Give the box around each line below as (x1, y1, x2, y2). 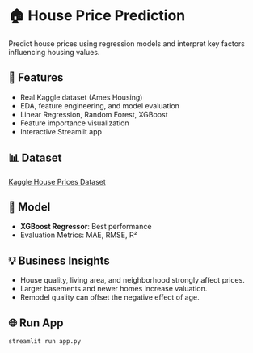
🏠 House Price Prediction (8, 6, 186, 25)
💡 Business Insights (8, 253, 111, 267)
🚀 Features (8, 70, 64, 85)
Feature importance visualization (19, 118, 129, 128)
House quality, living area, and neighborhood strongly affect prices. (19, 275, 245, 285)
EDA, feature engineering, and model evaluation (19, 100, 180, 110)
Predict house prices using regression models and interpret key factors (8, 38, 245, 49)
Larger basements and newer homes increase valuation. (19, 284, 208, 294)
